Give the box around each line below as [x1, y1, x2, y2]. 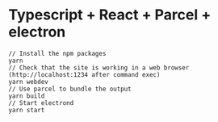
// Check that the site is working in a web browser [8, 63, 190, 72]
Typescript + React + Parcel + [8, 6, 212, 24]
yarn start [8, 106, 45, 114]
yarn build [8, 91, 45, 100]
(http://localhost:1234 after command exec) [8, 70, 161, 78]
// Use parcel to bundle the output [8, 85, 132, 93]
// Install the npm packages [8, 49, 107, 57]
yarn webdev [8, 78, 48, 86]
